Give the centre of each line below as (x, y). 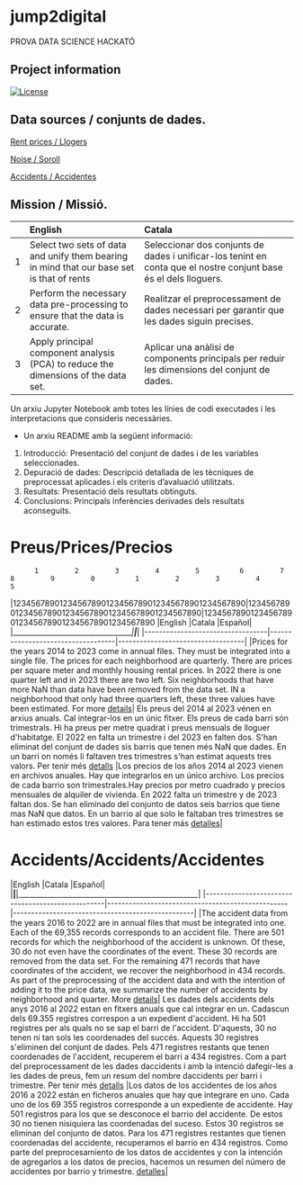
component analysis (72, 353)
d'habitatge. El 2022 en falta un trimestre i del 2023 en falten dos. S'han (144, 737)
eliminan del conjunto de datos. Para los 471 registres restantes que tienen (148, 1133)
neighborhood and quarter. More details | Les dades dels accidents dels (143, 1000)
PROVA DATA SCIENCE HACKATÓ (73, 41)
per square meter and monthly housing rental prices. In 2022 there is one (146, 670)
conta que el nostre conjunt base (214, 267)
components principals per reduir (215, 359)
